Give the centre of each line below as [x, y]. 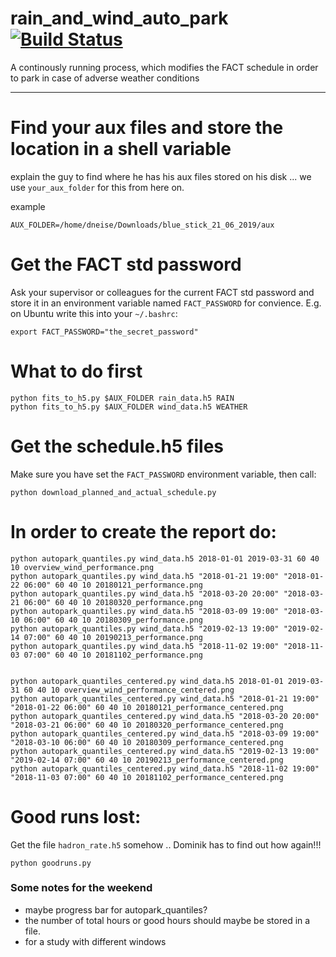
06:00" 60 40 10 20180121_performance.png [113, 585]
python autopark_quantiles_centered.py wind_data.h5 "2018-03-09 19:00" [165, 733]
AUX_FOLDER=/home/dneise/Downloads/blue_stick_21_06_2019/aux [142, 225]
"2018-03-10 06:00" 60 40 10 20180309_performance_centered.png [147, 742]
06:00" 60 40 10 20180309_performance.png [113, 620]
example [28, 206]
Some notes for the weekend [81, 888]
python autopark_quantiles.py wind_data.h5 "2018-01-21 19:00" [145, 576]
